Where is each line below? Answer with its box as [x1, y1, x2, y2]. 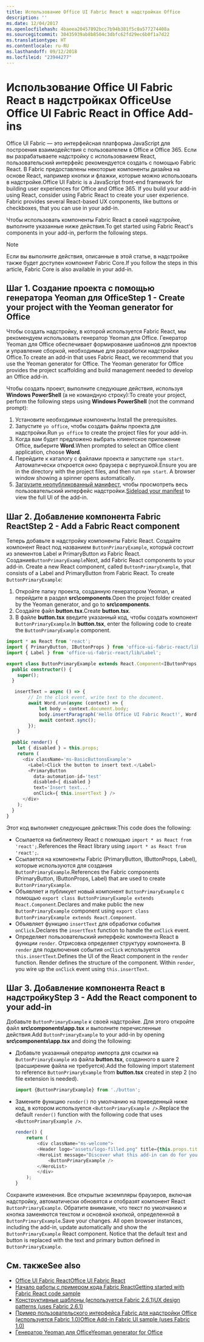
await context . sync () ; [38, 717, 97, 723]
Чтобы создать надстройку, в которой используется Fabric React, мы [6, 328, 186, 335]
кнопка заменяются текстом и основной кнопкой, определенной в [6, 1210, 180, 1218]
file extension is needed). [15, 1075, 79, 1082]
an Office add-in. [6, 373, 49, 381]
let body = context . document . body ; [38, 705, 129, 712]
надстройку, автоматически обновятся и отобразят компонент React [6, 1198, 186, 1205]
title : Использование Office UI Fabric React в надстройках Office [6, 9, 181, 15]
